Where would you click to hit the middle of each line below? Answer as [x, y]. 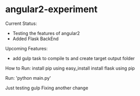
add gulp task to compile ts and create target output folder [74, 58]
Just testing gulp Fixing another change [47, 88]
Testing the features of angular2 [46, 33]
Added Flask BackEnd [36, 39]
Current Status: [21, 23]
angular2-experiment [51, 9]
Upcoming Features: [27, 48]
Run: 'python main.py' [28, 78]
